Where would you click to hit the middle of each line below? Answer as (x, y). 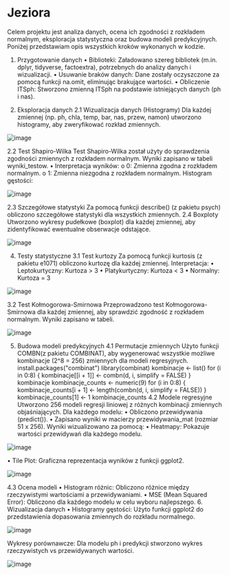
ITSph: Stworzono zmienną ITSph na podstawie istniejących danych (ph (119, 89)
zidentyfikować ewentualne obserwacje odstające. (79, 229)
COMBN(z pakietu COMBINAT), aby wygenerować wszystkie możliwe (116, 353)
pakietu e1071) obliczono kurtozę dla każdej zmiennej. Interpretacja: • (116, 263)
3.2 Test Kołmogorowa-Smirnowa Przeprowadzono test (86, 304)
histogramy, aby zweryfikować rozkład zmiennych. (89, 124)
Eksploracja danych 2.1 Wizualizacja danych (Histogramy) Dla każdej (114, 110)
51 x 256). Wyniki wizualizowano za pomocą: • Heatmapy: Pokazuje (113, 426)
